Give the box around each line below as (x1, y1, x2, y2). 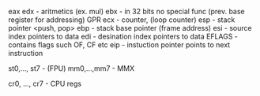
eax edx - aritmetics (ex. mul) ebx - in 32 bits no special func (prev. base (8, 7, 245, 16)
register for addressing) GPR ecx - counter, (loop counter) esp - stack (8, 15, 236, 24)
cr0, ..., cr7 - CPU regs (8, 79, 81, 88)
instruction (8, 49, 43, 57)
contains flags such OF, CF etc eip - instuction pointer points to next (8, 40, 231, 50)
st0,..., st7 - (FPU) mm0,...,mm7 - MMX (8, 64, 135, 73)
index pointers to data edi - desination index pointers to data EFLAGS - (8, 31, 239, 41)
